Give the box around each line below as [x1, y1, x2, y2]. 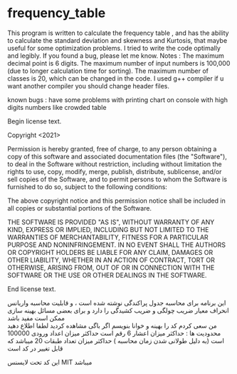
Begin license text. [7, 116, 62, 126]
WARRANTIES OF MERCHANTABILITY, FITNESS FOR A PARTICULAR [7, 233, 209, 241]
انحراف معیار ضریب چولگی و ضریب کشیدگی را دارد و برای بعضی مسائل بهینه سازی [7, 305, 229, 315]
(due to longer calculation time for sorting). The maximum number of [7, 66, 209, 75]
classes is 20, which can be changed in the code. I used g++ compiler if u [7, 74, 224, 83]
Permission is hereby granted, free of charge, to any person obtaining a [7, 144, 217, 153]
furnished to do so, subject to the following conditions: [7, 182, 167, 191]
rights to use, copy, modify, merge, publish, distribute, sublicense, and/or [7, 167, 222, 176]
